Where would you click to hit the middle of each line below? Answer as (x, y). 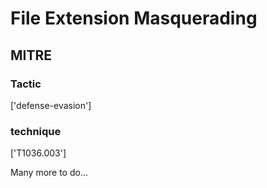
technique (36, 131)
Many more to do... (49, 173)
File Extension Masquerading (134, 18)
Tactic (26, 84)
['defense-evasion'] (51, 105)
